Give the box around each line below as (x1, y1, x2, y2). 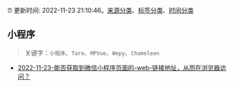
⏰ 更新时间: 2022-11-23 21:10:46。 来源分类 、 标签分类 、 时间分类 (7, 6, 194, 14)
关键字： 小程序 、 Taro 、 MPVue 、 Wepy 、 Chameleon (24, 48, 160, 57)
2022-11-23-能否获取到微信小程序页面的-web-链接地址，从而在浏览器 (17, 63, 221, 72)
